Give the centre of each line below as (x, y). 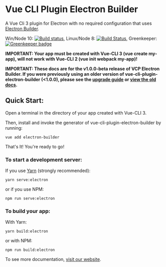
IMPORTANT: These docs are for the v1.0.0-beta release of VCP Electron (82, 69)
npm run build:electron (30, 250)
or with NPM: (19, 241)
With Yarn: (16, 222)
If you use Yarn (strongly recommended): (48, 171)
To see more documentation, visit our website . (53, 259)
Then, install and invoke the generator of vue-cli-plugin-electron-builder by (83, 123)
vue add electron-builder (32, 137)
